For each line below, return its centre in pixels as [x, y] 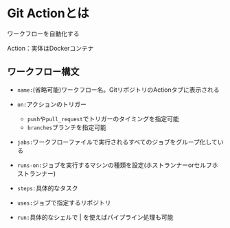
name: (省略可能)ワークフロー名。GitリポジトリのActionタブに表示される [118, 90]
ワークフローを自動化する [43, 34]
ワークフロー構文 [43, 72]
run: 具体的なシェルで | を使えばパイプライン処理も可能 [95, 217]
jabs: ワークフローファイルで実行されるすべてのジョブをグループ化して [117, 142]
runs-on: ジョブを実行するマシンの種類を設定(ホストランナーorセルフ [115, 165]
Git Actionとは [48, 13]
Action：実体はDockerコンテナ [50, 48]
